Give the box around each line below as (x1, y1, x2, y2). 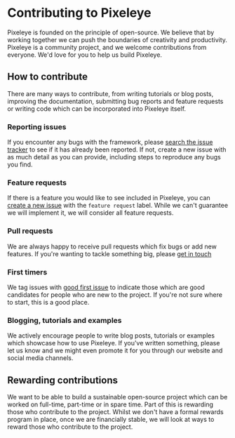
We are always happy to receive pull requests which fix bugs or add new (7, 242, 217, 251)
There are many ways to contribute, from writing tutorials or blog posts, (7, 89, 214, 98)
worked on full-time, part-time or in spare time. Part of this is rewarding (7, 400, 214, 409)
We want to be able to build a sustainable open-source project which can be (7, 393, 228, 401)
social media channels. (7, 354, 74, 362)
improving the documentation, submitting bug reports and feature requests (7, 97, 224, 105)
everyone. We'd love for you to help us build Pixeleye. (7, 51, 163, 59)
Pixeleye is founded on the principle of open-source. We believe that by (7, 28, 215, 36)
